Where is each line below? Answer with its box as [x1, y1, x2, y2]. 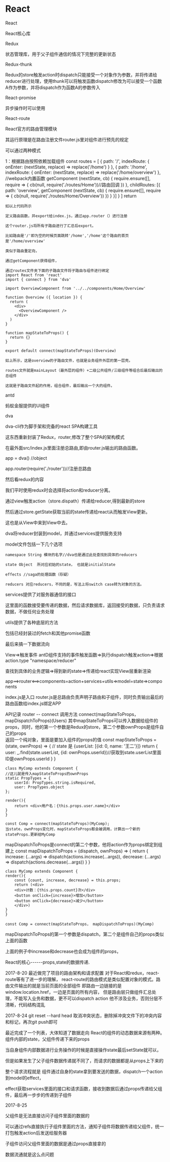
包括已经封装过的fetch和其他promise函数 [5, 630, 91, 636]
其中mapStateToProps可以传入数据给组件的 [68, 718, 158, 724]
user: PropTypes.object [14, 784, 65, 790]
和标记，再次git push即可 [5, 1019, 58, 1025]
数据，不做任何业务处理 [5, 608, 54, 614]
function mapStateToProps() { [5, 330, 69, 336]
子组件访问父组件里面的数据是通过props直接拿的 [5, 1140, 106, 1147]
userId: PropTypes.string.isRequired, [14, 780, 96, 785]
